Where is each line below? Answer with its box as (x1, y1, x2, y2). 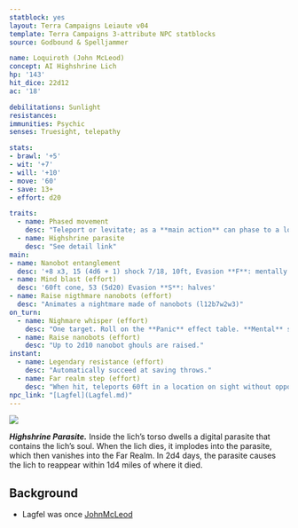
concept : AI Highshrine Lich (9, 62, 117, 71)
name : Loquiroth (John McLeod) (9, 54, 125, 63)
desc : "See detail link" (25, 241, 117, 251)
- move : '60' (9, 177, 58, 185)
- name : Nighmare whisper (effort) (17, 316, 149, 325)
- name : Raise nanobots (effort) (17, 333, 141, 342)
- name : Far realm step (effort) (17, 374, 141, 382)
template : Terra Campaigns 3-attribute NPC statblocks (9, 29, 216, 38)
